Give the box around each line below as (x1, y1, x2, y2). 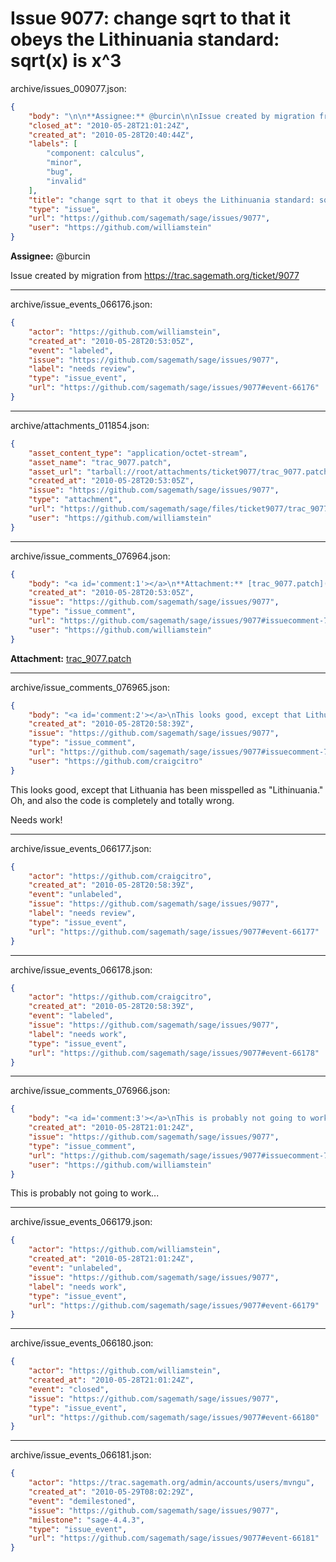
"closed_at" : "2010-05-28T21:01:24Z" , (28, 120, 190, 131)
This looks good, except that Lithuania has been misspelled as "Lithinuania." (10, 783, 324, 796)
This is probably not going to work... (10, 1187, 160, 1199)
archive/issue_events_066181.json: (10, 1449, 152, 1461)
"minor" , (46, 158, 83, 168)
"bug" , (46, 167, 74, 177)
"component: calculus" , (46, 148, 145, 159)
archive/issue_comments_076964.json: (10, 550, 171, 562)
